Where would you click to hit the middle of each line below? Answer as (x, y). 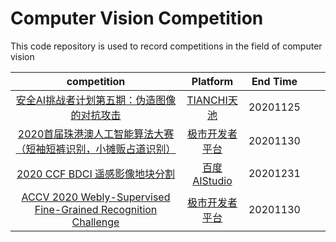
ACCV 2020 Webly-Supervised (96, 197)
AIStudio (212, 180)
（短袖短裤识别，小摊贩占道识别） (96, 149)
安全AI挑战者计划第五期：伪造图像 (96, 100)
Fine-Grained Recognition (96, 209)
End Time (274, 81)
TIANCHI (207, 100)
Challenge (95, 222)
